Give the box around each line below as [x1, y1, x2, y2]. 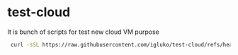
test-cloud [7, 4, 71, 20]
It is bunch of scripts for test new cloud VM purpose [7, 28, 159, 36]
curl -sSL [10, 41, 40, 48]
